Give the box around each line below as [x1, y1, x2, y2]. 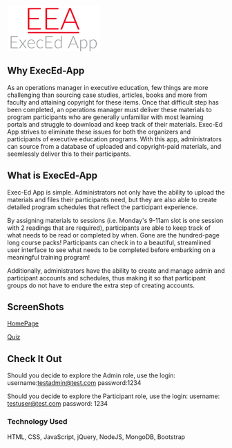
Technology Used [7, 417, 68, 427]
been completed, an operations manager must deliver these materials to [7, 105, 212, 114]
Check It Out [7, 352, 62, 365]
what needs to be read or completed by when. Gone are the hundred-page [7, 231, 220, 239]
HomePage [7, 319, 39, 328]
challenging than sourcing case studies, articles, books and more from [7, 91, 208, 99]
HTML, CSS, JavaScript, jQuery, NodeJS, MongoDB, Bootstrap [7, 432, 185, 441]
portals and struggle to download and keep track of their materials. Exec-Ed [7, 120, 223, 128]
